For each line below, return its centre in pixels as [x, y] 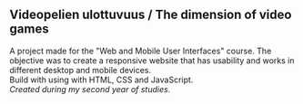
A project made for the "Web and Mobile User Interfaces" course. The [141, 51]
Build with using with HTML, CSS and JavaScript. [101, 80]
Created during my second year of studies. [90, 89]
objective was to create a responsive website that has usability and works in [152, 60]
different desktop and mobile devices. [81, 70]
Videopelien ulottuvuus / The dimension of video [151, 15]
